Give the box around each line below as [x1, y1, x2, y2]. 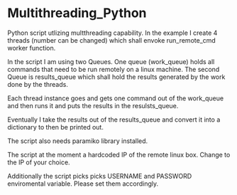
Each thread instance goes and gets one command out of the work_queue [7, 94, 224, 102]
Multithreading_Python [7, 5, 147, 21]
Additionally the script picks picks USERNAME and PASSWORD [7, 172, 192, 180]
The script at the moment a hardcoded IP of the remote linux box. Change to [7, 150, 231, 159]
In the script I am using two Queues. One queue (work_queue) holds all [7, 57, 215, 65]
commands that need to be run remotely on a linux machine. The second [7, 65, 220, 73]
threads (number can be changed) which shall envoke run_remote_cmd [7, 36, 216, 44]
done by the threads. [7, 80, 69, 88]
